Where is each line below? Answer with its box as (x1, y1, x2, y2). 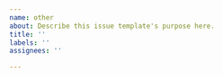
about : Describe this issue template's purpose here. (9, 21, 216, 30)
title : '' (9, 30, 47, 38)
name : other (9, 13, 54, 22)
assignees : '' (9, 47, 63, 56)
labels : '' (9, 38, 50, 47)
